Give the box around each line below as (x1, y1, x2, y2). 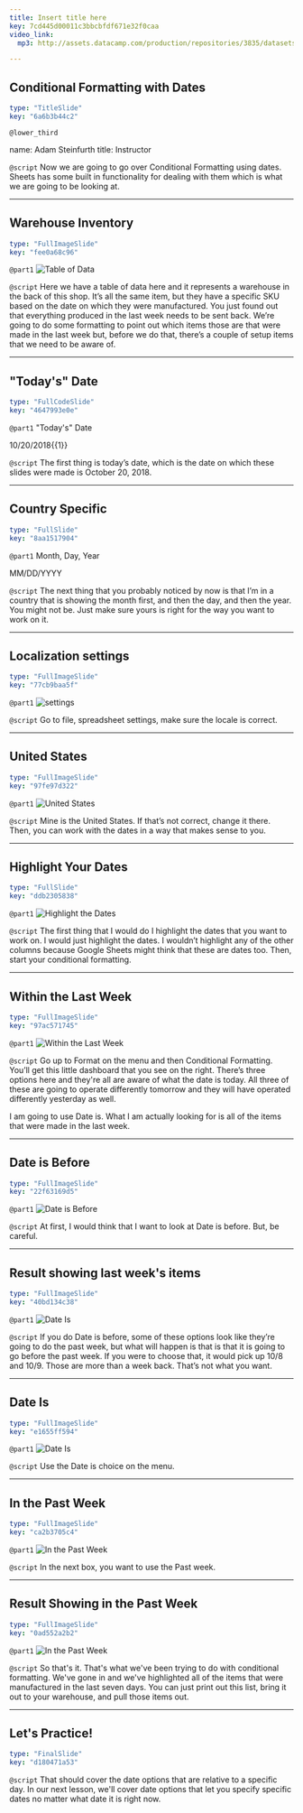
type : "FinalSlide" (9, 1750, 83, 1759)
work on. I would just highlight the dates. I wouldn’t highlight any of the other (9, 935, 294, 946)
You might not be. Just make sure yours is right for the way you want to (9, 604, 275, 615)
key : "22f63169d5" (9, 1188, 78, 1197)
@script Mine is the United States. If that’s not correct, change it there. (9, 815, 271, 826)
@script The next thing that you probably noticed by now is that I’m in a (9, 585, 274, 596)
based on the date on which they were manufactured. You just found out (9, 301, 279, 311)
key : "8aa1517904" (9, 533, 78, 542)
